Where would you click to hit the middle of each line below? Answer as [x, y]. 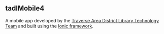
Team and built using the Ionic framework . [50, 26]
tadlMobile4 [25, 8]
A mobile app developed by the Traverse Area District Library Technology [82, 20]
